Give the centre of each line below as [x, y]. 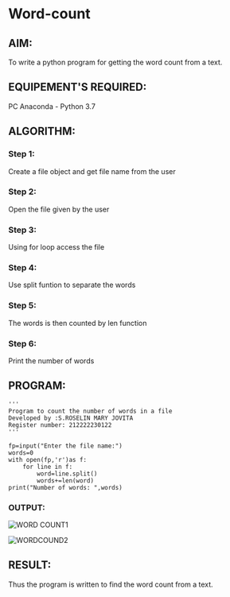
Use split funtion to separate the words [72, 285]
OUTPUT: [27, 507]
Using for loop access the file [57, 247]
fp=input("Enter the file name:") [66, 446]
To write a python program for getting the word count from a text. [115, 62]
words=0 [21, 453]
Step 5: [23, 305]
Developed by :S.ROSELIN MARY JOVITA [71, 418]
